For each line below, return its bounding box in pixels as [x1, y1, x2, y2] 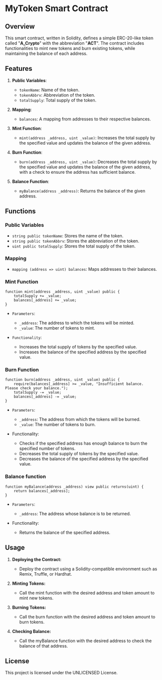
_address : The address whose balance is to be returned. [19, 511, 131, 516]
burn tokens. [19, 619, 45, 625]
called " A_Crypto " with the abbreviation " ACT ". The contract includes [5, 40, 144, 46]
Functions [5, 207, 36, 216]
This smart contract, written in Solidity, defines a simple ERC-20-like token [5, 35, 154, 41]
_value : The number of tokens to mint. [19, 325, 95, 331]
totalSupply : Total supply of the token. [19, 97, 97, 103]
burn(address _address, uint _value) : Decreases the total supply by [19, 159, 157, 165]
